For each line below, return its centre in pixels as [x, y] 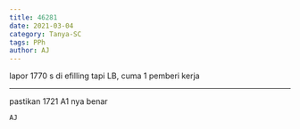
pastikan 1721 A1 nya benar [59, 101]
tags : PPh [28, 42]
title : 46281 [33, 17]
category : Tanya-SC [46, 34]
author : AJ [29, 51]
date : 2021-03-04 [42, 26]
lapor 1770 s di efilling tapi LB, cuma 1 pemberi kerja [104, 76]
